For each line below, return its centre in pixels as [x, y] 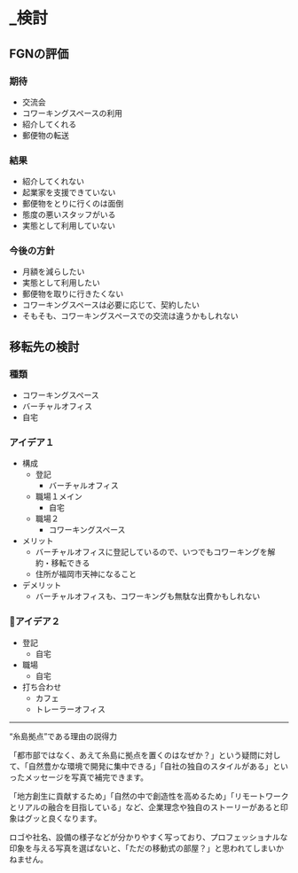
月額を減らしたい [53, 272]
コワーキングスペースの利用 [72, 113]
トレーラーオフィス [71, 709]
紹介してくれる [49, 124]
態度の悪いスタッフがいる [69, 214]
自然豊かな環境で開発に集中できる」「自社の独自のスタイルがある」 [150, 766]
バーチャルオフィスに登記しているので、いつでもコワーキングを [151, 552]
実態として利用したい [61, 283]
